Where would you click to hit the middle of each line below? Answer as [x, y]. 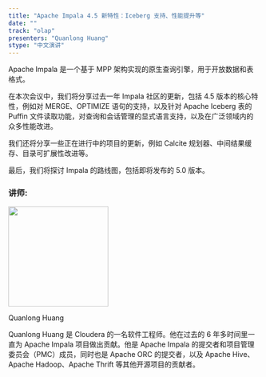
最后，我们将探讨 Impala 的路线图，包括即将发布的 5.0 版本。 [109, 170]
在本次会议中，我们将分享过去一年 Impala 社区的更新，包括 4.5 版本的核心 [130, 96]
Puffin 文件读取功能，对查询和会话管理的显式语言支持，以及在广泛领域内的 [131, 116]
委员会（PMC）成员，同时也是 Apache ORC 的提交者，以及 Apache [119, 355]
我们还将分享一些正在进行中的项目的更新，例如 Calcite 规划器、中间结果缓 [130, 143]
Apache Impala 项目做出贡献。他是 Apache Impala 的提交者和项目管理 [139, 344]
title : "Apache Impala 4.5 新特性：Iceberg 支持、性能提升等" [107, 16]
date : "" [23, 23]
